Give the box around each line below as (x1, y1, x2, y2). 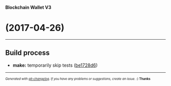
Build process (5, 48, 50, 58)
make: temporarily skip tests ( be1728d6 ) (12, 62, 98, 68)
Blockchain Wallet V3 (5, 5, 52, 10)
